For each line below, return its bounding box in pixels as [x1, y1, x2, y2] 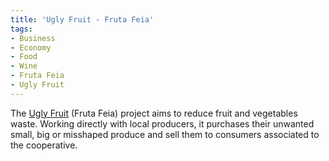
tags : [10, 24, 33, 34]
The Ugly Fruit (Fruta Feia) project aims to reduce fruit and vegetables [10, 107, 298, 119]
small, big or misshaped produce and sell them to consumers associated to [10, 128, 320, 140]
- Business [10, 33, 56, 43]
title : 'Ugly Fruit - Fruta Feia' [10, 14, 155, 25]
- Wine [10, 61, 38, 71]
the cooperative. [10, 139, 78, 151]
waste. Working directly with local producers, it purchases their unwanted [10, 117, 315, 130]
